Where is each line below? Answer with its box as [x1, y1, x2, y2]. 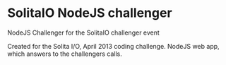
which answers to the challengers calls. [7, 49, 122, 58]
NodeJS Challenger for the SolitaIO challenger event [7, 28, 160, 37]
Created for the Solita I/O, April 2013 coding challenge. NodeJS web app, [7, 42, 220, 50]
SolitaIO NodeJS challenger [7, 5, 172, 21]
